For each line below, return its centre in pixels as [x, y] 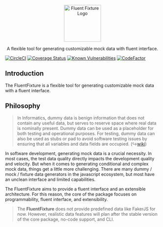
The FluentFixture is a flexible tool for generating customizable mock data [80, 85]
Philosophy [23, 106]
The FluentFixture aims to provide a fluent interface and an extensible [75, 189]
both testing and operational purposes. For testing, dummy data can [86, 133]
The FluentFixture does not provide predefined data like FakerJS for [86, 209]
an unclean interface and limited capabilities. [50, 179]
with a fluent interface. [28, 90]
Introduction [25, 74]
